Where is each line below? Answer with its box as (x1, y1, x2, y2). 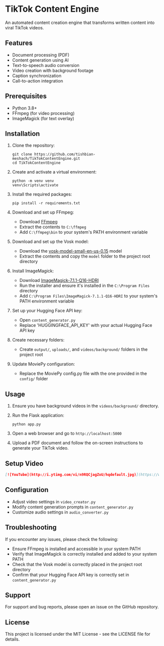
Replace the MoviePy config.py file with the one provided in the (19, 370, 147, 377)
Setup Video (5, 459, 44, 468)
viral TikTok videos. (5, 24, 44, 30)
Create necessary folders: (12, 337, 65, 343)
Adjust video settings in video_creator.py (12, 498, 96, 504)
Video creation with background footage (12, 67, 94, 73)
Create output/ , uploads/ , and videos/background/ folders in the (19, 346, 148, 352)
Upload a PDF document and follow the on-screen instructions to (12, 440, 143, 446)
